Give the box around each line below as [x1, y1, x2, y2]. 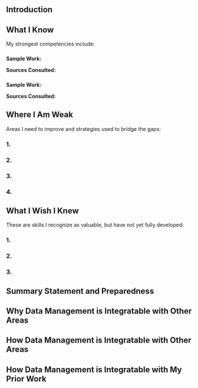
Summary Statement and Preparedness [6, 286, 154, 296]
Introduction [6, 5, 53, 15]
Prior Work [6, 374, 47, 384]
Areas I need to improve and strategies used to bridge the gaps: [6, 125, 161, 132]
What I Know [6, 25, 54, 35]
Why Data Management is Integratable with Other [6, 306, 192, 316]
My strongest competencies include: [6, 41, 95, 48]
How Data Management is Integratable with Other [6, 336, 192, 346]
